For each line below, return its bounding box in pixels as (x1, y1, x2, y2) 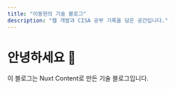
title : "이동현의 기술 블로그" (7, 10, 87, 18)
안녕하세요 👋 (7, 49, 76, 66)
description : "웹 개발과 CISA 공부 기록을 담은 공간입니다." (7, 17, 169, 24)
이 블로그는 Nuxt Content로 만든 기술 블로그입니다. (7, 74, 149, 83)
